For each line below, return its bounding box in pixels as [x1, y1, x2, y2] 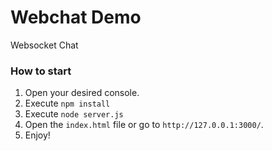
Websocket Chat [10, 39, 79, 51]
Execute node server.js [24, 108, 124, 120]
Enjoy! [24, 129, 51, 141]
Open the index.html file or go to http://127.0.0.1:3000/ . [24, 119, 264, 131]
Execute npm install [24, 97, 111, 110]
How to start [10, 64, 72, 78]
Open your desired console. [24, 87, 140, 99]
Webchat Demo [10, 6, 142, 29]
